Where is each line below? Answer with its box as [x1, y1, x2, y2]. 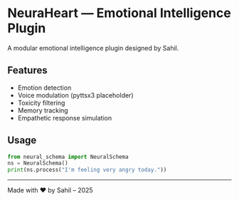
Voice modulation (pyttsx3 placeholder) [17, 91, 134, 99]
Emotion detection [17, 83, 72, 92]
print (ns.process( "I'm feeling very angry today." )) [7, 166, 167, 174]
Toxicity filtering [17, 98, 65, 107]
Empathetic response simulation [17, 113, 112, 122]
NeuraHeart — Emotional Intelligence [7, 5, 231, 21]
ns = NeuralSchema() [7, 160, 69, 167]
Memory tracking [17, 105, 69, 115]
